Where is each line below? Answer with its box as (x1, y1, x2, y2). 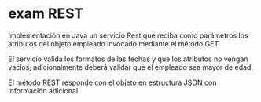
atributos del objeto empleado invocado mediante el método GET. (8, 38, 221, 48)
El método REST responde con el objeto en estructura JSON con (8, 78, 217, 87)
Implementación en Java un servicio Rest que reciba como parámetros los (8, 31, 249, 40)
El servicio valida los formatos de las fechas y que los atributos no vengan (8, 54, 248, 64)
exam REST (8, 5, 84, 23)
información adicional (8, 86, 79, 95)
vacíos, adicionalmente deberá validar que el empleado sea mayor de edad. (8, 62, 254, 71)
